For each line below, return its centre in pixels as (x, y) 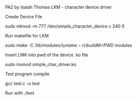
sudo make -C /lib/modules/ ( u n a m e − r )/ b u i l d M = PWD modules (69, 45)
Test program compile (27, 74)
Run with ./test (20, 93)
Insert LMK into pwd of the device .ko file (47, 55)
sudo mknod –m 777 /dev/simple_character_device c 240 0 (65, 26)
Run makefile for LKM (27, 36)
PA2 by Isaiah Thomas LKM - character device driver (58, 7)
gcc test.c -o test (23, 83)
